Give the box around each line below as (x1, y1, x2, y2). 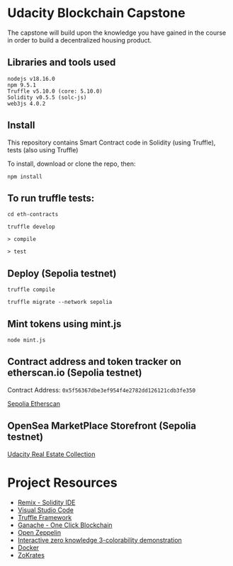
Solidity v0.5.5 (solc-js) (7, 94, 87, 101)
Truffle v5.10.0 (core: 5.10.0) (7, 87, 103, 95)
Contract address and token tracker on (7, 356, 182, 368)
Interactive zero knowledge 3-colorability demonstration (17, 536, 182, 544)
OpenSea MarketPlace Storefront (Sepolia (7, 420, 197, 432)
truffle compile (7, 286, 55, 293)
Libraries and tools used (7, 57, 116, 69)
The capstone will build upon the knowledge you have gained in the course (7, 28, 227, 37)
